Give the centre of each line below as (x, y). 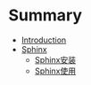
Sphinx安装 (55, 59)
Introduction (44, 40)
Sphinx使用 (55, 71)
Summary (45, 15)
